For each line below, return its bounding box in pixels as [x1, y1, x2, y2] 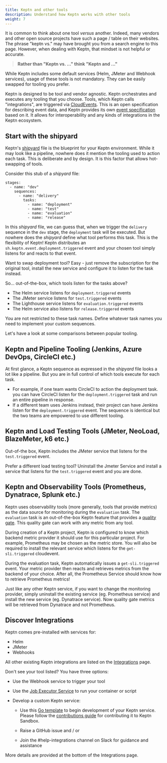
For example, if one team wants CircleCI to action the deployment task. [12, 386, 159, 392]
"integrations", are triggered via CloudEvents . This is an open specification [5, 102, 159, 108]
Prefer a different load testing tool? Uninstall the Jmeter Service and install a [5, 463, 162, 469]
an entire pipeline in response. [12, 397, 75, 403]
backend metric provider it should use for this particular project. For [5, 534, 145, 541]
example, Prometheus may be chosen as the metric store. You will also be [5, 540, 157, 546]
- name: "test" [27, 206, 59, 212]
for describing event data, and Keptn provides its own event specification [5, 107, 156, 113]
